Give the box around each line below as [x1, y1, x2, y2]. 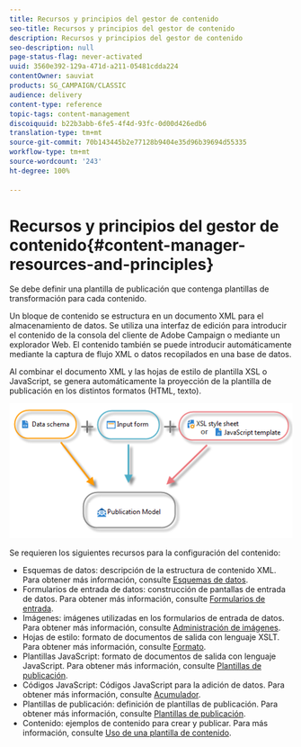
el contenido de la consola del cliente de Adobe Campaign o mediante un [9, 329, 280, 341]
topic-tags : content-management [9, 109, 130, 119]
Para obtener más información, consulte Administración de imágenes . [22, 622, 281, 634]
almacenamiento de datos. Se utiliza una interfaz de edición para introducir [9, 320, 288, 331]
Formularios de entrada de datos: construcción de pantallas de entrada [22, 584, 286, 595]
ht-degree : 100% [9, 166, 70, 175]
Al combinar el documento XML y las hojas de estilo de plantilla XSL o [9, 366, 268, 377]
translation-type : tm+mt [9, 129, 102, 138]
